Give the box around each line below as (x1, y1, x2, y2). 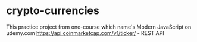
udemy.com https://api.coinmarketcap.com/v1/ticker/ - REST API (6, 29, 165, 36)
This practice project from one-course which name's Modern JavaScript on (6, 23, 192, 30)
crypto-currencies (6, 4, 99, 17)
